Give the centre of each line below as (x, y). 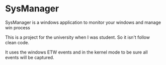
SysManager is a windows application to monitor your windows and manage (83, 22)
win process (18, 27)
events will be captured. (30, 57)
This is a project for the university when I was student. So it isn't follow (78, 37)
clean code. (17, 42)
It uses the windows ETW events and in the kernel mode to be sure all (77, 52)
